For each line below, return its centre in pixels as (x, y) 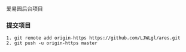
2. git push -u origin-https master (52, 43)
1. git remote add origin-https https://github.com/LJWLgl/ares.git (93, 38)
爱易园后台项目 (25, 9)
